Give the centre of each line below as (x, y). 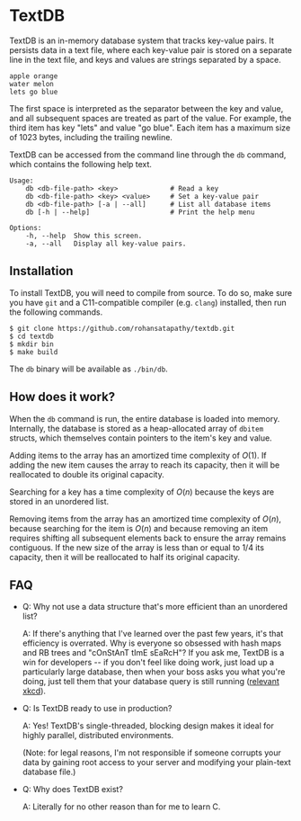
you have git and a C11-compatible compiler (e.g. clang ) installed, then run (148, 302)
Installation (41, 271)
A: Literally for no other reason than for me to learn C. (121, 807)
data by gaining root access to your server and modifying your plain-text (157, 763)
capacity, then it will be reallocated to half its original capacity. (125, 557)
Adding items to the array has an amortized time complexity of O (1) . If (138, 455)
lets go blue (34, 92)
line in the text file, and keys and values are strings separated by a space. (145, 59)
